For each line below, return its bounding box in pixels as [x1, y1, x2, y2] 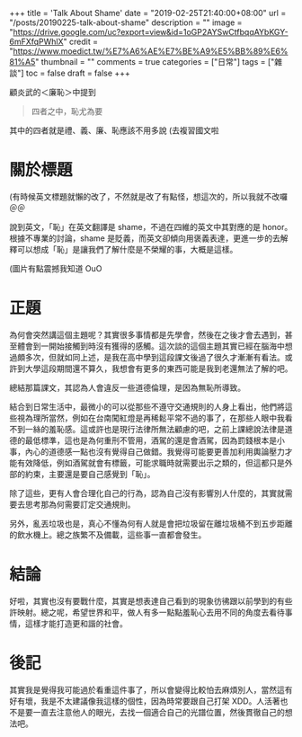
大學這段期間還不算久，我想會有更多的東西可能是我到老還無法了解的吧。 [24, 363, 293, 374]
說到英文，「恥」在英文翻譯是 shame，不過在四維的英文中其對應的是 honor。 [9, 221, 293, 232]
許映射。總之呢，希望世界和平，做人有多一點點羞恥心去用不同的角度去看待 [9, 607, 285, 617]
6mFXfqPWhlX [9, 36, 65, 47]
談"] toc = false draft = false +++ [9, 67, 130, 78]
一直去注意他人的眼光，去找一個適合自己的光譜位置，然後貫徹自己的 [32, 706, 285, 717]
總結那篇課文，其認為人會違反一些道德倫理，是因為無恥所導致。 [9, 382, 245, 393]
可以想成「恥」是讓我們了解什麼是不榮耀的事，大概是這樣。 [16, 244, 238, 254]
